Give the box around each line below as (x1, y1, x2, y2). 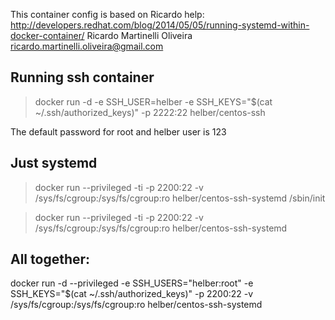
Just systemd (10, 155, 98, 172)
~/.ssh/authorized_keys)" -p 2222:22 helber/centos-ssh (34, 106, 266, 118)
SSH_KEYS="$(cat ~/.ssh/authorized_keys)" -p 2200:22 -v (10, 288, 254, 300)
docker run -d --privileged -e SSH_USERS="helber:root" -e (10, 277, 254, 289)
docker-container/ (10, 30, 85, 41)
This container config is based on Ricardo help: (10, 9, 205, 20)
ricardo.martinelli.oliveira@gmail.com (10, 40, 164, 52)
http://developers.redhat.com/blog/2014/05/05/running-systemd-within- (10, 19, 310, 31)
